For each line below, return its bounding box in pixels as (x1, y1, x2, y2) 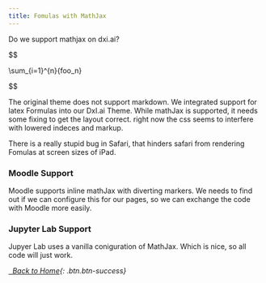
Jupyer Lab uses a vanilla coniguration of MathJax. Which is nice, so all (8, 242, 247, 251)
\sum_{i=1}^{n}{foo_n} (8, 66, 82, 75)
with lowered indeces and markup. (8, 122, 124, 132)
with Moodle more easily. (8, 203, 92, 212)
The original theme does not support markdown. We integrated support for (8, 96, 257, 106)
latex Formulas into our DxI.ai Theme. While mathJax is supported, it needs (8, 105, 259, 115)
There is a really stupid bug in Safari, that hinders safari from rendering (8, 139, 245, 148)
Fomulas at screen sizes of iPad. (8, 147, 116, 157)
